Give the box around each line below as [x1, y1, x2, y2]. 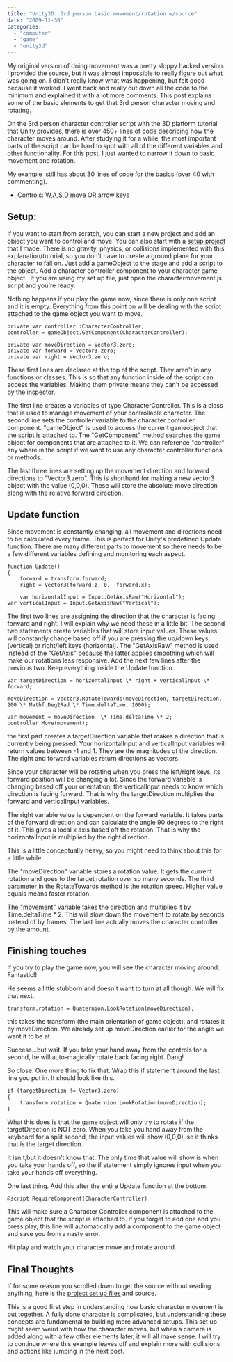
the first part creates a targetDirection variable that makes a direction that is [7, 731, 225, 740]
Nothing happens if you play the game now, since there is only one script [7, 294, 216, 303]
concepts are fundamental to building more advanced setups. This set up [7, 1317, 218, 1326]
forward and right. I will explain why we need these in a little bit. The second [7, 619, 225, 627]
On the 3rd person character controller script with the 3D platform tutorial [7, 120, 218, 127]
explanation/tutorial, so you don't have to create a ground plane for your [7, 251, 214, 260]
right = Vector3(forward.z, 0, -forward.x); [19, 581, 151, 588]
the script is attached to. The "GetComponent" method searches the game [7, 431, 221, 439]
